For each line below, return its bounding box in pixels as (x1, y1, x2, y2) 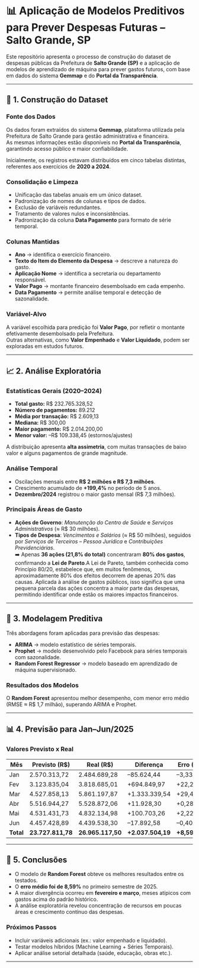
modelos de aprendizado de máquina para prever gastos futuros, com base (6, 65, 191, 72)
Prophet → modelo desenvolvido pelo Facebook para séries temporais (14, 647, 188, 654)
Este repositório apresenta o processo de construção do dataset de (6, 53, 171, 60)
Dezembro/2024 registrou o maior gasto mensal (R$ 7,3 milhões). (14, 491, 176, 498)
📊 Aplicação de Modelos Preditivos (6, 4, 185, 18)
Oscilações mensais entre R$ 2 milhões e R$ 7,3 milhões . (14, 478, 156, 485)
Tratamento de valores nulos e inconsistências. (14, 210, 130, 217)
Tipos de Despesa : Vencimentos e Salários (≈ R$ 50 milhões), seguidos (14, 532, 191, 539)
